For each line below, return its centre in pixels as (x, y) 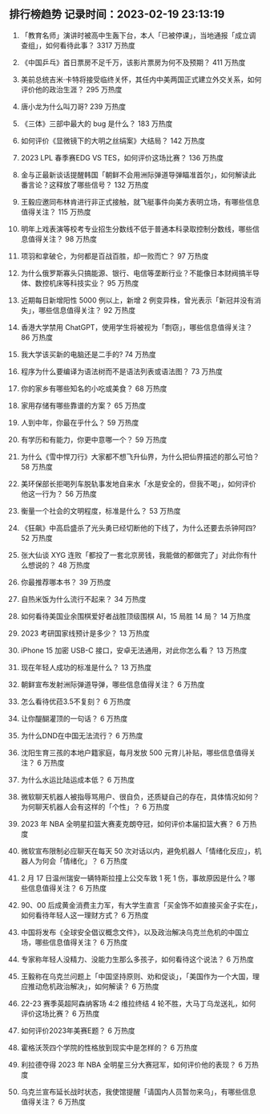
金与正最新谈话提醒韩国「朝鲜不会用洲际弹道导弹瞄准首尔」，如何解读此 (138, 174)
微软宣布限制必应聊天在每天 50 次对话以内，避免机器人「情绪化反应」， (137, 851)
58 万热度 (36, 466)
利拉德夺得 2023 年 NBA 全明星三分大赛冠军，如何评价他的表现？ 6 (132, 1064)
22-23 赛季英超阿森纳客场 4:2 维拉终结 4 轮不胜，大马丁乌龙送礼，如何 (138, 1003)
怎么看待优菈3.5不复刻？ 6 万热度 (76, 701)
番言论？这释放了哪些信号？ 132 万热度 (85, 185)
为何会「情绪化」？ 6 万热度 (81, 860)
